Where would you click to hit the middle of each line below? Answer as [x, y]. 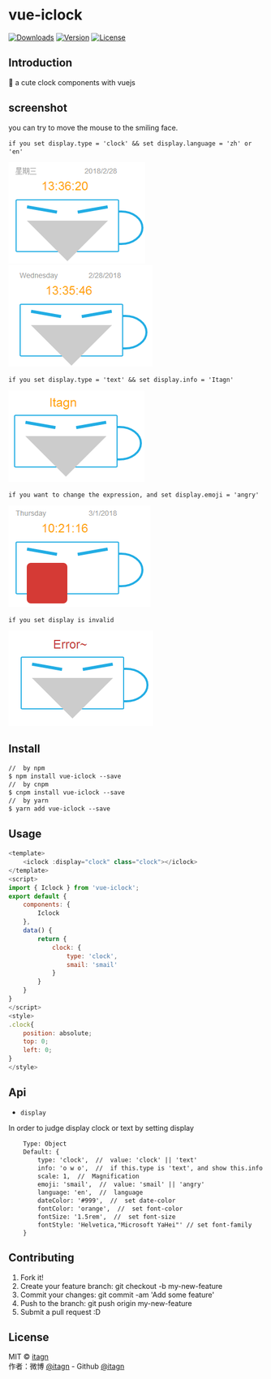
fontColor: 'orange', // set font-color [110, 1209]
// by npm [27, 768]
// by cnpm [28, 784]
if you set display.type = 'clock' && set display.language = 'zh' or [130, 144]
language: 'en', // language [90, 1192]
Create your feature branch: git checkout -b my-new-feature [121, 1286]
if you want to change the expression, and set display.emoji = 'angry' [134, 495]
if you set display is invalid [61, 620]
